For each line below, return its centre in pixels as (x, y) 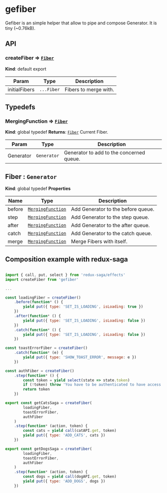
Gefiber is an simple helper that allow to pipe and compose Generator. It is (81, 23)
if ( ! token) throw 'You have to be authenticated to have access (92, 385)
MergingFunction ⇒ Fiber (37, 121)
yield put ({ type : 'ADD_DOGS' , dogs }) (64, 481)
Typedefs (20, 107)
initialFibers (21, 89)
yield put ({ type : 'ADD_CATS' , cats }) (64, 435)
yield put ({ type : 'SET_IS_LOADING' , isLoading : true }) (83, 307)
